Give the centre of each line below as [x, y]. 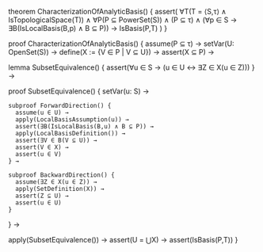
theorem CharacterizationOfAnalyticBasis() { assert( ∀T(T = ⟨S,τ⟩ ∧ [118, 11]
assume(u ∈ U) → [42, 113]
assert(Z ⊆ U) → [42, 196]
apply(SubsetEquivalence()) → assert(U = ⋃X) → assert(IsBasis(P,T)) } [123, 240]
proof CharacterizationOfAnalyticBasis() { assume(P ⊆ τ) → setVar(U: [122, 44]
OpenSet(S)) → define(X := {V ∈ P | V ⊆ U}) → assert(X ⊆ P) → [112, 52]
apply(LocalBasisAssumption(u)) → [72, 120]
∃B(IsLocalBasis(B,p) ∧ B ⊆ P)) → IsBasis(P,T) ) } [88, 28]
